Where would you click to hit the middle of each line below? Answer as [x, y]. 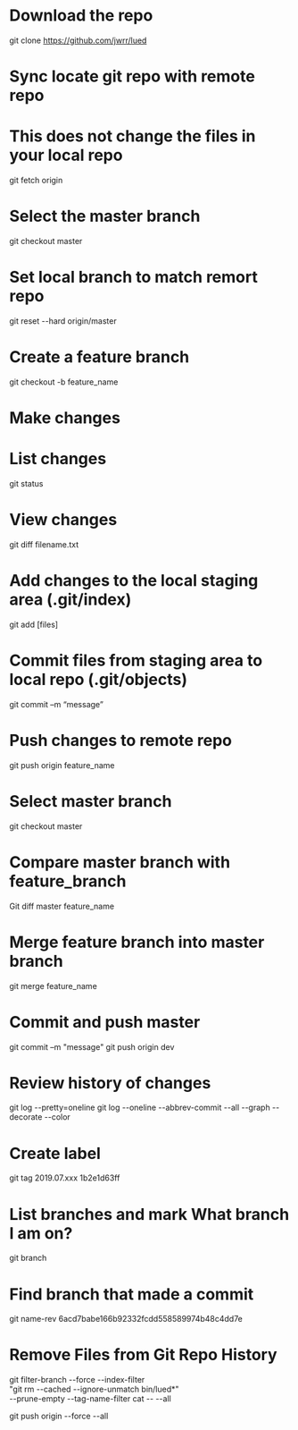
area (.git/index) [70, 600]
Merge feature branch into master [137, 942]
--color [58, 1117]
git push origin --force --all [59, 1416]
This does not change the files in [132, 136]
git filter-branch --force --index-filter [77, 1380]
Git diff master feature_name [62, 906]
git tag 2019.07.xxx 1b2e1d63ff [65, 1178]
